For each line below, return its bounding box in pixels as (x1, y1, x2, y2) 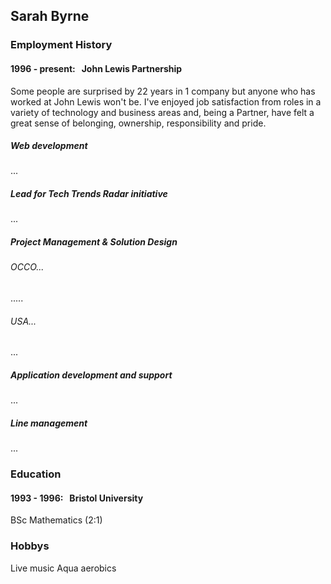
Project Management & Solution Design (10, 236, 178, 248)
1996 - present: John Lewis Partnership (10, 62, 183, 74)
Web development (10, 140, 88, 152)
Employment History (10, 38, 113, 52)
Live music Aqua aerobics (10, 562, 117, 574)
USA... (10, 315, 37, 327)
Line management (10, 417, 88, 429)
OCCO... (10, 261, 45, 273)
